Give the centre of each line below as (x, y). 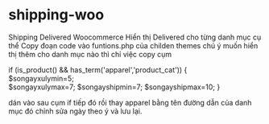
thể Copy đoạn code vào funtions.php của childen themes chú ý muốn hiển (133, 45)
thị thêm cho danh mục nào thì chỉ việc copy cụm (90, 54)
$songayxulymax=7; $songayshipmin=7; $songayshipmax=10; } (114, 87)
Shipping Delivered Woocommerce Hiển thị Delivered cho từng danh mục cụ (135, 37)
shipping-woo (56, 15)
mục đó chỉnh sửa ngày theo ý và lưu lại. (75, 111)
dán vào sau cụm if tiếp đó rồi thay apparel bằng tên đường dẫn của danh (130, 102)
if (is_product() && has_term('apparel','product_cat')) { (98, 69)
